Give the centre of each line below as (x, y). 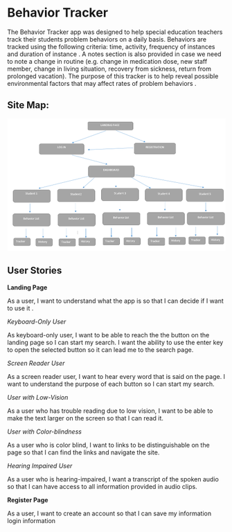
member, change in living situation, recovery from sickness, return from (109, 69)
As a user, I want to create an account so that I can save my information (109, 513)
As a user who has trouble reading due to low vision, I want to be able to (110, 411)
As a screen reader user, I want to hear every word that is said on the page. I (116, 376)
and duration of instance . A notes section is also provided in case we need (114, 54)
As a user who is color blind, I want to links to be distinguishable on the (108, 445)
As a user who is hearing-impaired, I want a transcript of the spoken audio (113, 479)
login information (32, 520)
